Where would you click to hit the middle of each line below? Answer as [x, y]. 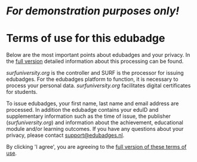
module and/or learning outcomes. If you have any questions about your [95, 129]
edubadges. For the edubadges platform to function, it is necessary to [92, 80]
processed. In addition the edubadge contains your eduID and [82, 110]
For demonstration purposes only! [93, 11]
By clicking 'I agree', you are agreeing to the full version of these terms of [96, 147]
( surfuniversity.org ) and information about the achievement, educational [95, 123]
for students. [22, 92]
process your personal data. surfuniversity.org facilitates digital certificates [98, 85]
